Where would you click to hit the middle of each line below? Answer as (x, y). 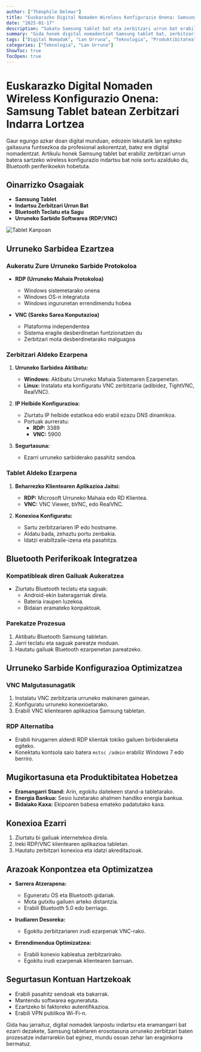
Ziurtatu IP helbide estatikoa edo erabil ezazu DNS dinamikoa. (100, 415)
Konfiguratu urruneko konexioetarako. (62, 705)
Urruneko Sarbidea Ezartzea (60, 249)
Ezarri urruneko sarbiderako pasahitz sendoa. (80, 457)
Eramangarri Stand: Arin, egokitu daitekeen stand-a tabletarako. (95, 792)
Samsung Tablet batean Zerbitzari (93, 111)
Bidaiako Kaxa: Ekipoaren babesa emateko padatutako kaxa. (90, 804)
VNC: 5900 (47, 434)
